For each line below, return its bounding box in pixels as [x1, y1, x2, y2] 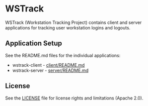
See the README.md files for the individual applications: [5, 52, 121, 58]
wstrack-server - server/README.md [12, 67, 88, 73]
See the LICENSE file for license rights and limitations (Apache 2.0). [5, 95, 144, 101]
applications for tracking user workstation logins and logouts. [5, 24, 131, 30]
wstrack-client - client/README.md [12, 62, 85, 68]
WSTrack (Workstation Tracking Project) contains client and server [5, 19, 142, 25]
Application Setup [5, 39, 62, 48]
